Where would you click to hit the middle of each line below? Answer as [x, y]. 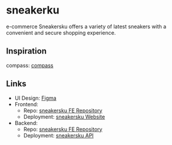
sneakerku [33, 10]
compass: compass [30, 65]
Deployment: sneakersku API [59, 135]
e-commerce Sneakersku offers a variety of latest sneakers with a [86, 26]
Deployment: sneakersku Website [64, 117]
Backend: [26, 123]
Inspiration [27, 51]
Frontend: [26, 104]
